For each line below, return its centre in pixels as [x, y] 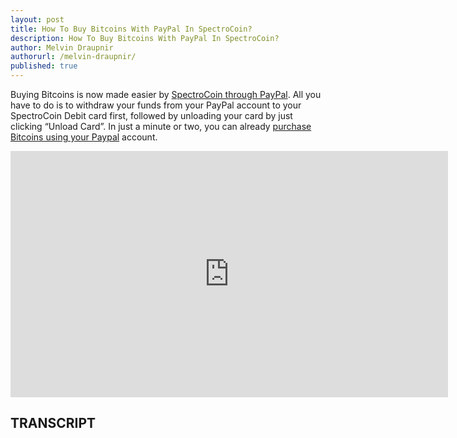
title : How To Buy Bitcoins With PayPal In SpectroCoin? [131, 29]
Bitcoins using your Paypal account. [84, 137]
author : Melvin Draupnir [62, 47]
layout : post [37, 19]
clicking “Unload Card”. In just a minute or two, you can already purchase [161, 126]
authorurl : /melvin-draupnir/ [73, 57]
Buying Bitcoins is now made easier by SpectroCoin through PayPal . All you [166, 94]
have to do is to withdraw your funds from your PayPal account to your [156, 105]
